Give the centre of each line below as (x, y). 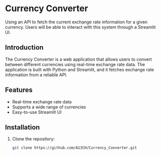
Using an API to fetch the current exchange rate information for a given (76, 22)
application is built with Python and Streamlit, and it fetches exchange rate (80, 69)
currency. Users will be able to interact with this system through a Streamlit (80, 27)
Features (19, 90)
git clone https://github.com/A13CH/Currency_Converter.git (74, 148)
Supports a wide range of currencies (49, 107)
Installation (22, 127)
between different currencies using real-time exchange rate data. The (75, 64)
